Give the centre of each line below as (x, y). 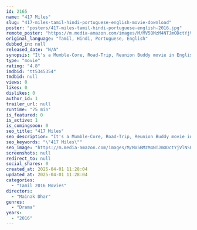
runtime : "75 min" (28, 109)
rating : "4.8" (23, 66)
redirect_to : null (28, 159)
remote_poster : (25, 33)
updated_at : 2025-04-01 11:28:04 (47, 175)
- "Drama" (23, 207)
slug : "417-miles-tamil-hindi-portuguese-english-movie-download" (89, 22)
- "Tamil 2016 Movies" (39, 186)
